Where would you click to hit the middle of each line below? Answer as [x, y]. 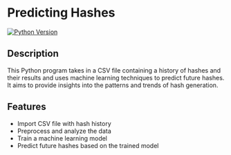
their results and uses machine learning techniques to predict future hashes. [116, 77]
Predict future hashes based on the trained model [88, 145]
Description [33, 54]
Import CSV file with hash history [64, 123]
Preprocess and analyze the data [64, 131]
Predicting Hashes [61, 13]
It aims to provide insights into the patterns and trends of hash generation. [113, 85]
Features [27, 107]
